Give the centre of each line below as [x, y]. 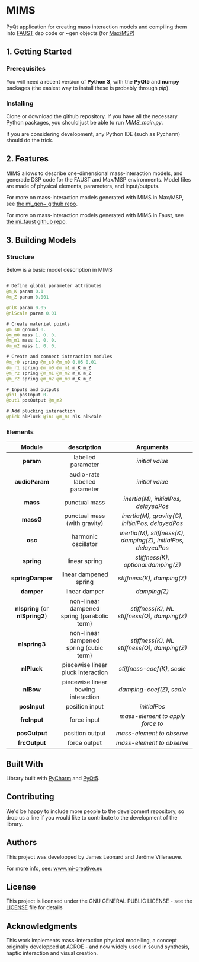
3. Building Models [41, 240]
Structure [20, 257]
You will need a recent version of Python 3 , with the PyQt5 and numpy [93, 81]
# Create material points [38, 324]
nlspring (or [32, 609]
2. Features [28, 159]
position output [85, 734]
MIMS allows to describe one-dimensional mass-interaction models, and [94, 173]
